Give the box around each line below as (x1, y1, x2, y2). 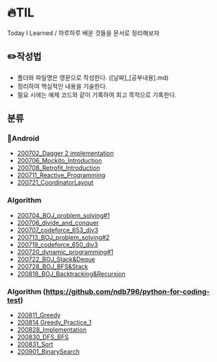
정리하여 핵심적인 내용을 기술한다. (16, 82, 108, 90)
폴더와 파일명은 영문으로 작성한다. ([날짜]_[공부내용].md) (16, 73, 169, 82)
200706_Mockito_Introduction (16, 157, 102, 165)
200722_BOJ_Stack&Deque (16, 255, 95, 263)
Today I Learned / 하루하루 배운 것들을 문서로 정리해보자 (7, 29, 160, 37)
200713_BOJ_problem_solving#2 (16, 233, 110, 241)
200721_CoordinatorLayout (16, 179, 94, 187)
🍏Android (7, 134, 40, 144)
